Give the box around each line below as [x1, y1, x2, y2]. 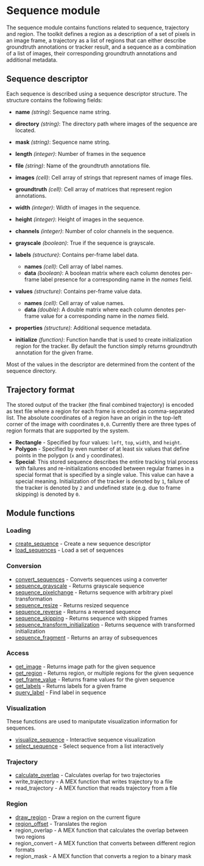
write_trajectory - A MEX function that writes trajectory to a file [15, 778, 173, 786]
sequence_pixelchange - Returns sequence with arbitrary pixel [15, 588, 173, 596]
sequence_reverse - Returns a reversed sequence [15, 608, 141, 615]
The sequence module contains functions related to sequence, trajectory [6, 24, 189, 31]
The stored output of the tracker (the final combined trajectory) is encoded [6, 401, 194, 408]
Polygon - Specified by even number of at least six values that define [15, 445, 190, 452]
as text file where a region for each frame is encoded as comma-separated [6, 407, 195, 415]
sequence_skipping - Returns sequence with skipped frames [15, 614, 168, 622]
